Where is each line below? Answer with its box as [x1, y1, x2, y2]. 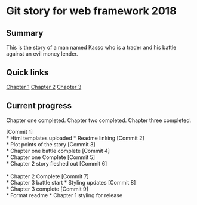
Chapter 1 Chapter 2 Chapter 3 [6, 83, 82, 90]
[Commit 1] [6, 128, 33, 135]
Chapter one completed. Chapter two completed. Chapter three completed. [6, 117, 192, 124]
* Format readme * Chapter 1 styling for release [6, 191, 123, 198]
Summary [6, 28, 44, 38]
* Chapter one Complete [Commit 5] [6, 154, 96, 161]
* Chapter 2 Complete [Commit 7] [6, 172, 89, 180]
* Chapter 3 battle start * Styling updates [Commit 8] [6, 179, 136, 186]
